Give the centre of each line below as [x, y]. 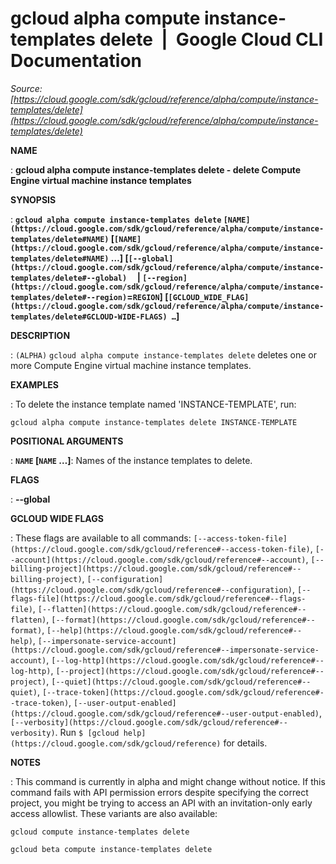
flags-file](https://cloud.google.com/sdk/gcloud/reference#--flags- [158, 598]
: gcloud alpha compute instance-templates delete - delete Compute [156, 169]
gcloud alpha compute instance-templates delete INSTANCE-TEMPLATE [154, 422]
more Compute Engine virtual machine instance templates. [131, 365]
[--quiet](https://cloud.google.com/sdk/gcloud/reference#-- [181, 682]
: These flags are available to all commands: [101, 538]
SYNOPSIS [33, 199]
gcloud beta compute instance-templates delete [111, 849]
